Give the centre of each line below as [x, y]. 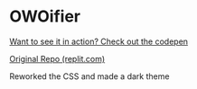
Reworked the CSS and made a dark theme [89, 76]
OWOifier [45, 17]
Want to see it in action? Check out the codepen [98, 41]
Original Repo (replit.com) [57, 58]
